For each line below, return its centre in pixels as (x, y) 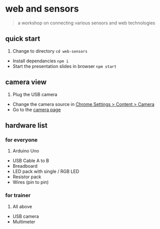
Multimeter (24, 221)
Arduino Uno (26, 151)
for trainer (18, 196)
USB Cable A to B (31, 161)
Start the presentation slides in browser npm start (65, 66)
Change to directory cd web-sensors (50, 51)
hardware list (26, 125)
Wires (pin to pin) (31, 182)
